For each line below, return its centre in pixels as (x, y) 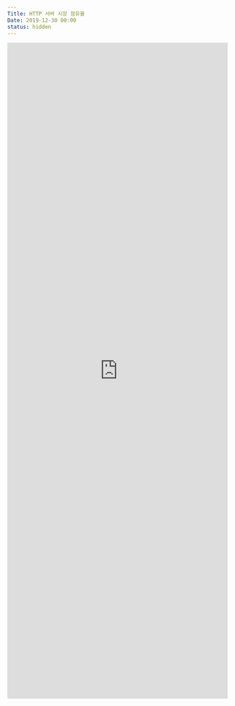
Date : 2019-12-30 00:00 (42, 20)
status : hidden (29, 27)
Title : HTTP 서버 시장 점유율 (46, 14)
